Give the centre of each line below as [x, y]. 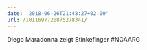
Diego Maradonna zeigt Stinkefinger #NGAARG [74, 39]
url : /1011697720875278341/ [47, 20]
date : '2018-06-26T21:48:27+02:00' [58, 13]
